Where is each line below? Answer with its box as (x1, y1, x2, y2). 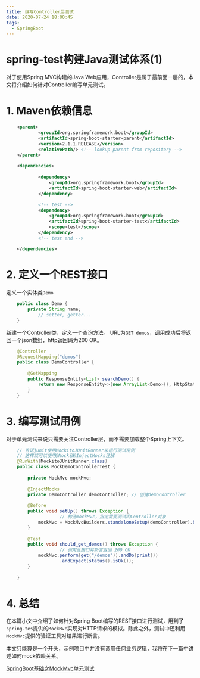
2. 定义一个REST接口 (6, 268, 108, 282)
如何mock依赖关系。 (11, 652, 62, 660)
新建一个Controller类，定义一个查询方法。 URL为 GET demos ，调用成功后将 (6, 329, 186, 336)
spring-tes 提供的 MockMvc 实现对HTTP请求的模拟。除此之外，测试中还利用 (6, 625, 186, 632)
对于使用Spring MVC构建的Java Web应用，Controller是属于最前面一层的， (6, 74, 189, 81)
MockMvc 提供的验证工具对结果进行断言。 (6, 632, 104, 639)
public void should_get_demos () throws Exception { (27, 542, 159, 548)
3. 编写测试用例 (6, 415, 82, 428)
